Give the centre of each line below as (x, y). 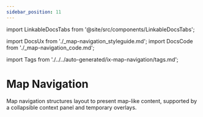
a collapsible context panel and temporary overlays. (72, 107)
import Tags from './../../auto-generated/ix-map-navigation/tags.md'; (92, 59)
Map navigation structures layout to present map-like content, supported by (102, 101)
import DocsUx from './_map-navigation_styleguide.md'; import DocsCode (100, 41)
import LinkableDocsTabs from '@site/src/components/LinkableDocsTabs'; (101, 29)
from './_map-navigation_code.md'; (50, 48)
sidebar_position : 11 (34, 12)
